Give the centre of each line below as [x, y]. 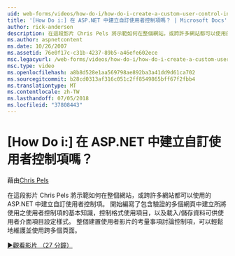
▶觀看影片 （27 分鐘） [40, 245]
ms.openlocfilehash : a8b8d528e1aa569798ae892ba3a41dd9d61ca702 [101, 72]
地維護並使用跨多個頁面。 [44, 230]
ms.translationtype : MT [42, 86]
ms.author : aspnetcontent [45, 40]
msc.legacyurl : [29, 60]
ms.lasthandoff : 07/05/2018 [48, 99]
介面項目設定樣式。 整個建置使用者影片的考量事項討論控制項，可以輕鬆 [121, 221]
